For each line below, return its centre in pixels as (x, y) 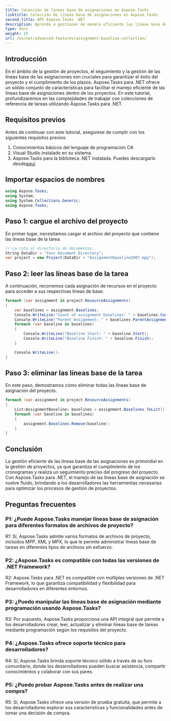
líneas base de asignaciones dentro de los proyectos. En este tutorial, (78, 93)
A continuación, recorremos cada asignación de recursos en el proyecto (81, 286)
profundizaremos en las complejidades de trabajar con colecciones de (79, 98)
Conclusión (24, 449)
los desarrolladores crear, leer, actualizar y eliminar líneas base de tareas (82, 625)
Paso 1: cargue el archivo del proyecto (67, 221)
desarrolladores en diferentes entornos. (47, 589)
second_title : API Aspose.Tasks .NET (45, 19)
